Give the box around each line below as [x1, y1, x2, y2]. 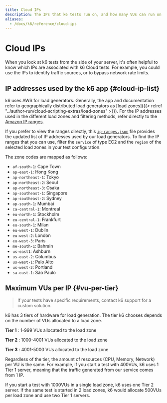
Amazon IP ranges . [5, 119, 44, 125]
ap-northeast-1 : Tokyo [12, 174, 59, 180]
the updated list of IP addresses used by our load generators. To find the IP [5, 134, 160, 140]
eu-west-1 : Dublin [12, 227, 49, 233]
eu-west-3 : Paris [12, 238, 46, 243]
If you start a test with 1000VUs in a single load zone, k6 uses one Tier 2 [5, 382, 154, 388]
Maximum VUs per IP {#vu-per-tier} [5, 284, 119, 292]
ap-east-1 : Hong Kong [12, 169, 58, 175]
